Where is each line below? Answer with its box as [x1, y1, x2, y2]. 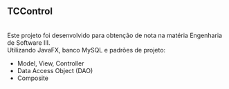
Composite [17, 74, 49, 82]
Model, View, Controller [17, 59, 84, 68]
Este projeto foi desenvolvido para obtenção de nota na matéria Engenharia [7, 31, 223, 39]
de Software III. [7, 38, 51, 47]
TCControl [7, 6, 53, 17]
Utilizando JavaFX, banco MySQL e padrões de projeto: [7, 46, 166, 54]
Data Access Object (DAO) [17, 66, 93, 75]
